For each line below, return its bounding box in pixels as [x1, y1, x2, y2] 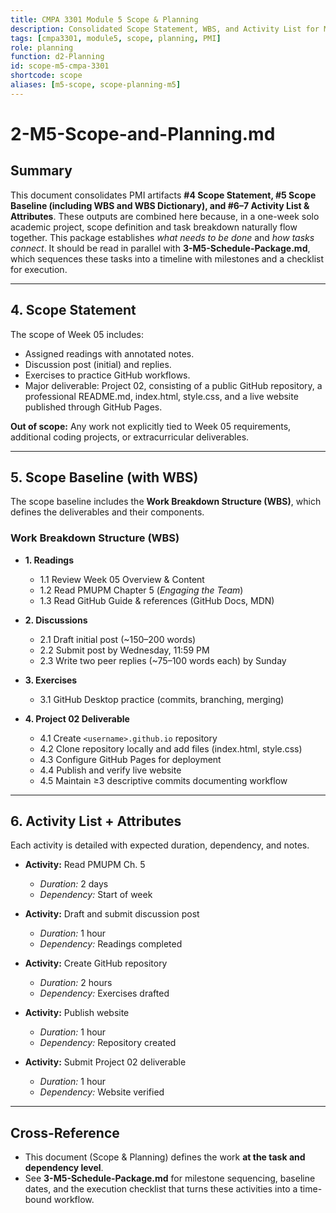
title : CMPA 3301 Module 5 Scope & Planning [10, 14, 199, 25]
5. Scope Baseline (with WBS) [10, 469, 199, 486]
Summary [10, 162, 73, 180]
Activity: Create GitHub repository [24, 957, 168, 970]
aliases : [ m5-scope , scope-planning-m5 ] [10, 80, 182, 90]
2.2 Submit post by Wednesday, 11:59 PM [39, 644, 210, 656]
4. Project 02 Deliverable [24, 712, 130, 725]
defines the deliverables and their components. [10, 506, 205, 518]
